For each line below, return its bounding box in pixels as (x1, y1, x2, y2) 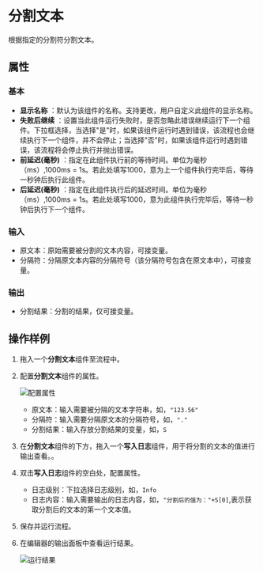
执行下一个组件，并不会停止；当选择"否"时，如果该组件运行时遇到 (26, 135, 241, 145)
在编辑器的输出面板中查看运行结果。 (19, 539, 138, 548)
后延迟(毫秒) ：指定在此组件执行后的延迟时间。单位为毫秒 (19, 184, 208, 194)
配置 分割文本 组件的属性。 (19, 371, 103, 381)
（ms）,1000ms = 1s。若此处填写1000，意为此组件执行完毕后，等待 (19, 195, 240, 204)
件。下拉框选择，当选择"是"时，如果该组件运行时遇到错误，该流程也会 (19, 125, 248, 134)
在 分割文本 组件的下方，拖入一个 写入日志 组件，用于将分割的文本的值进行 (19, 441, 255, 451)
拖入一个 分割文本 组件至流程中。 (19, 354, 124, 364)
